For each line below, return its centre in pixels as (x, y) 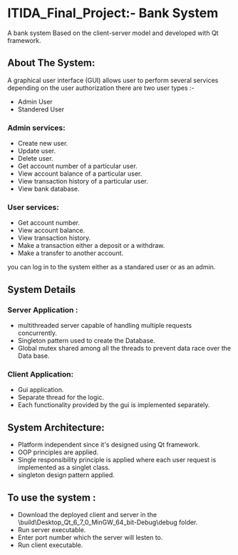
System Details (42, 290)
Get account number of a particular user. (77, 166)
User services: (33, 207)
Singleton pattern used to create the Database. (86, 341)
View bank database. (48, 189)
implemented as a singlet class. (64, 467)
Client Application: (40, 374)
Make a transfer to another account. (71, 253)
